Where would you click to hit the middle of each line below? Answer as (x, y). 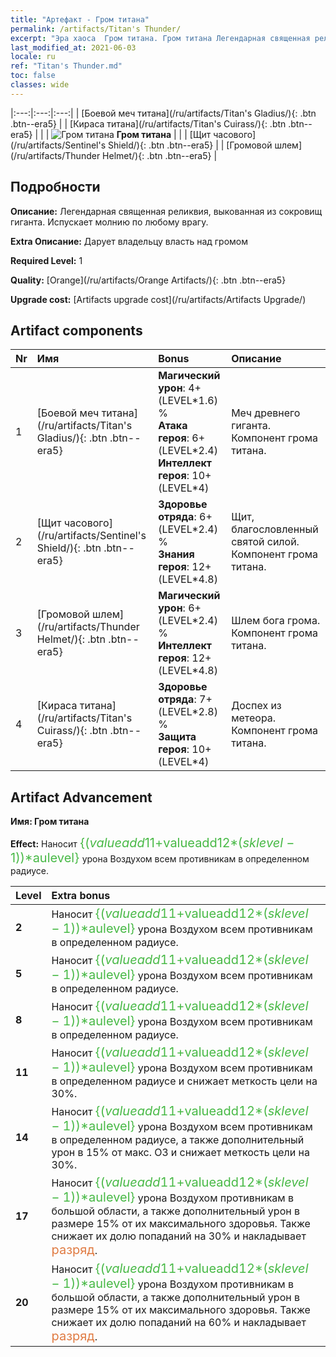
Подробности (55, 187)
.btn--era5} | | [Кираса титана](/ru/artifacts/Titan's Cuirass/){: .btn (148, 123)
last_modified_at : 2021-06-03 (73, 47)
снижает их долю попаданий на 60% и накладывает (179, 1323)
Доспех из (256, 706)
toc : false (33, 76)
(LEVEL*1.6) (188, 401)
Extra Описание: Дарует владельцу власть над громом (129, 241)
